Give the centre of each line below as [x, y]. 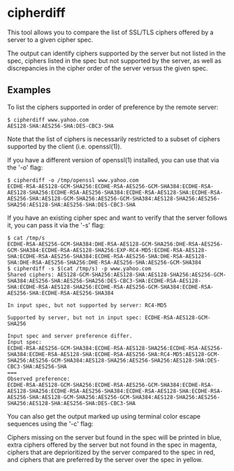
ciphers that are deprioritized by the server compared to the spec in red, [111, 452]
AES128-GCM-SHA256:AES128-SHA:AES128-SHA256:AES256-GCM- [142, 274]
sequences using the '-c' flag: [50, 423]
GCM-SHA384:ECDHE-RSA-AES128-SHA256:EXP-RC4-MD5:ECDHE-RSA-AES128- [108, 250]
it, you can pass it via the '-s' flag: [56, 225]
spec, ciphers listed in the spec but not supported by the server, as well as [115, 60]
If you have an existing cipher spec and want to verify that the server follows [117, 218]
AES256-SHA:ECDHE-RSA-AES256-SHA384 [60, 293]
